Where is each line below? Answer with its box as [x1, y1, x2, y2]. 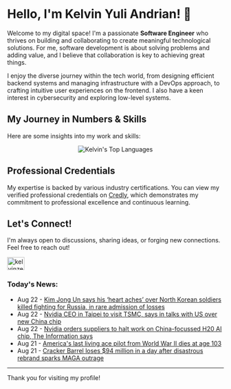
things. [7, 58, 27, 66]
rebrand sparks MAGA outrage [16, 354, 104, 362]
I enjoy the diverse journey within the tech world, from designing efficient [7, 72, 214, 80]
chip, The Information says [16, 332, 93, 340]
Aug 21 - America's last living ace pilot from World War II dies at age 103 [16, 339, 222, 347]
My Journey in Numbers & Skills [7, 114, 147, 125]
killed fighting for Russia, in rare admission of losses [16, 302, 165, 311]
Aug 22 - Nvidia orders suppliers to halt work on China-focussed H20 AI [16, 324, 222, 333]
